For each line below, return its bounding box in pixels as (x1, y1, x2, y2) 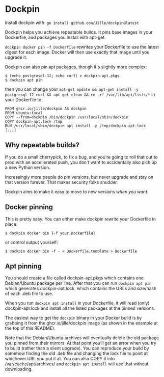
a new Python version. (5, 164, 51, 170)
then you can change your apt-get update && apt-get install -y (5, 86, 138, 92)
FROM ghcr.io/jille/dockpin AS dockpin (5, 106, 87, 111)
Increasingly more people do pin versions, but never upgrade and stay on (5, 174, 154, 180)
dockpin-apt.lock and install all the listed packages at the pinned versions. (5, 305, 156, 311)
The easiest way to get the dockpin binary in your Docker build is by (5, 315, 142, 321)
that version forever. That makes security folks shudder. (5, 179, 118, 185)
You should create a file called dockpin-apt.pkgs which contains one (5, 275, 144, 281)
